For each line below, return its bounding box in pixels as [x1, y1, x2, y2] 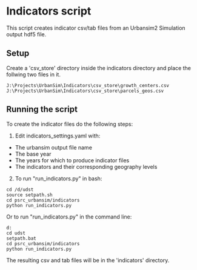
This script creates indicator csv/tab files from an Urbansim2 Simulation [6, 24, 186, 31]
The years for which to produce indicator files [15, 156, 130, 164]
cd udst [6, 230, 26, 236]
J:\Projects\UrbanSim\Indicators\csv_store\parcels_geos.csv [6, 88, 164, 94]
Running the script [6, 104, 78, 114]
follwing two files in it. [6, 71, 61, 78]
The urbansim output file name [15, 143, 93, 151]
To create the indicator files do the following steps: [6, 120, 133, 128]
